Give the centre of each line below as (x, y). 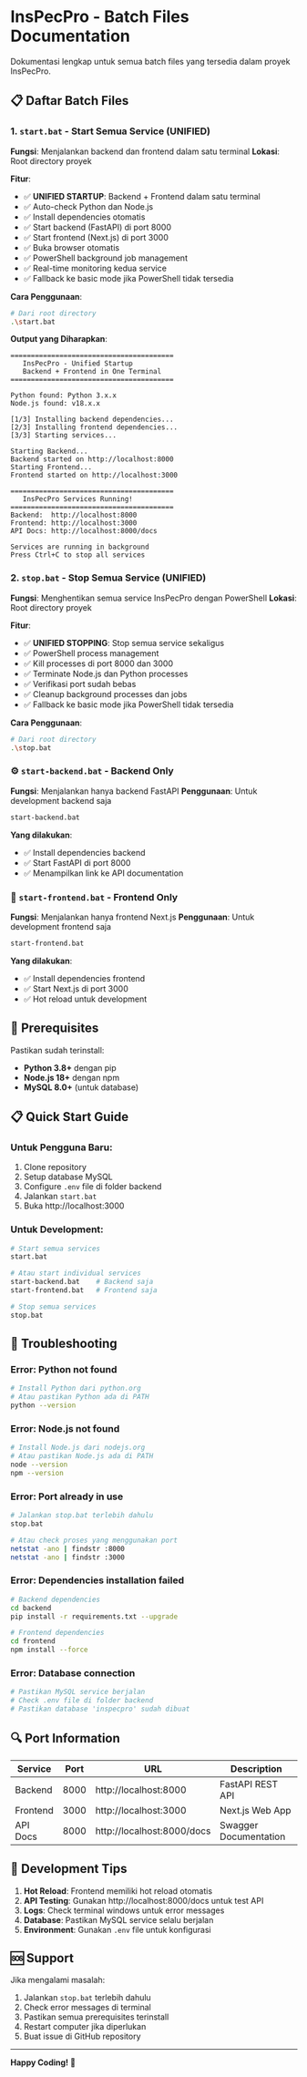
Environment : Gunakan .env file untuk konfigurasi (118, 1929)
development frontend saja (61, 926)
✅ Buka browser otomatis (72, 247)
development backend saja (61, 800)
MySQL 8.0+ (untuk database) (81, 1087)
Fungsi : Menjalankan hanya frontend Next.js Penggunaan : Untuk (133, 917)
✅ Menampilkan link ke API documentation (103, 873)
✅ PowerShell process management (91, 653)
